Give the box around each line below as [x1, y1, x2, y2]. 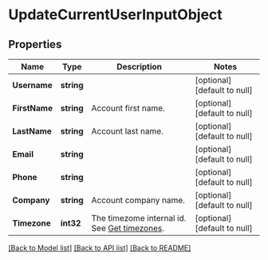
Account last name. [91, 126, 164, 137]
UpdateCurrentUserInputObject [8, 6, 223, 24]
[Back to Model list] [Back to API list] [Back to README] [8, 243, 191, 253]
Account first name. [91, 102, 165, 114]
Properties [8, 38, 62, 51]
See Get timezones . [91, 222, 165, 234]
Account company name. [91, 194, 186, 206]
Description [116, 62, 162, 72]
